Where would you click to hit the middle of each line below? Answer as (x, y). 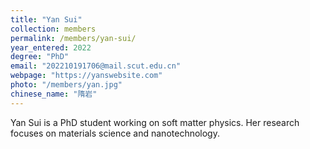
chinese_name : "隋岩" (54, 94)
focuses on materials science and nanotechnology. (115, 133)
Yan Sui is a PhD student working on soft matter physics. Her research (155, 122)
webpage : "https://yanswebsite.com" (86, 76)
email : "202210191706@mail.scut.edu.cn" (96, 66)
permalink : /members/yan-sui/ (73, 38)
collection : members (53, 29)
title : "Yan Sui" (46, 19)
